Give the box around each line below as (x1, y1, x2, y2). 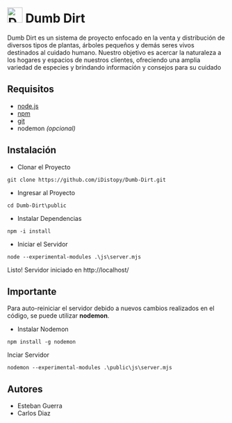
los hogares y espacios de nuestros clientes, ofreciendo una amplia (7, 56, 201, 64)
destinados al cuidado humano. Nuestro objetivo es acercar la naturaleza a (7, 48, 222, 56)
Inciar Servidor (7, 351, 50, 359)
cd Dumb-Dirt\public (7, 202, 67, 209)
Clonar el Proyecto (17, 162, 71, 171)
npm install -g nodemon (7, 339, 76, 346)
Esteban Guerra (17, 401, 63, 410)
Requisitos (7, 84, 54, 95)
